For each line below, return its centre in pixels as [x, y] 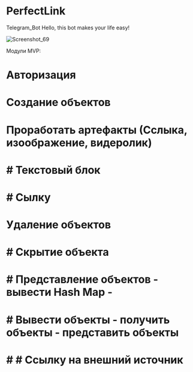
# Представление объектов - [82, 279]
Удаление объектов [59, 225]
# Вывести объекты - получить [88, 320]
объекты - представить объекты [93, 332]
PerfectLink [36, 11]
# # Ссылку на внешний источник [95, 360]
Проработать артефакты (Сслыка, [97, 130]
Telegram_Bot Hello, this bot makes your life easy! [68, 28]
